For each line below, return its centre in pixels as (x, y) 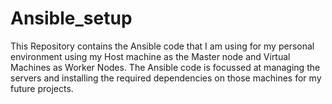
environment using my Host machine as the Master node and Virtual (150, 56)
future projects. (42, 88)
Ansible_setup (71, 18)
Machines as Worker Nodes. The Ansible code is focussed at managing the (165, 67)
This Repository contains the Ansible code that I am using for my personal (162, 46)
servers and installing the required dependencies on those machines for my (166, 78)
